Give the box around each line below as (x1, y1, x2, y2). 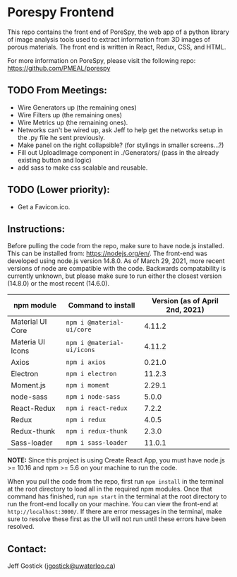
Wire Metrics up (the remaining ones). (17, 118, 128, 127)
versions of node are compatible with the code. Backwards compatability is (7, 264, 226, 273)
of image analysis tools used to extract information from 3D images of (7, 35, 210, 43)
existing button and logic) (17, 156, 92, 164)
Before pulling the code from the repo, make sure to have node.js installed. (7, 242, 224, 250)
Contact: (7, 542, 47, 555)
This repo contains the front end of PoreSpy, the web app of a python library (7, 28, 229, 36)
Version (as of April (151, 296, 219, 306)
